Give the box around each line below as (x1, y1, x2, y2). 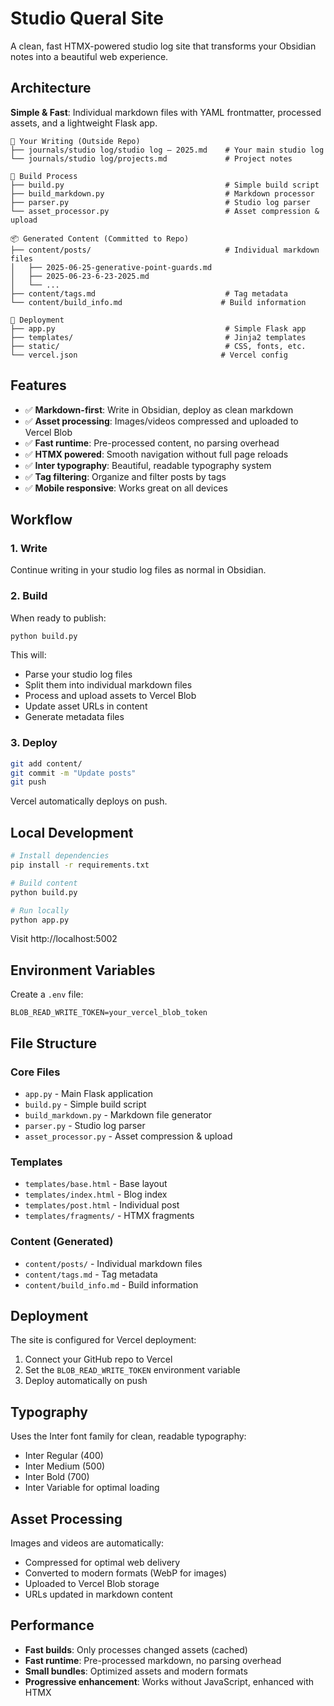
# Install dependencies (10, 851, 110, 861)
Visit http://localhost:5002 (10, 933, 118, 945)
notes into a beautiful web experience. (10, 50, 169, 62)
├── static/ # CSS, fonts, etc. (10, 341, 307, 351)
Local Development (10, 824, 134, 841)
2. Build (10, 589, 48, 603)
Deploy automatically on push (24, 1375, 148, 1387)
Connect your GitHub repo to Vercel (24, 1353, 173, 1366)
